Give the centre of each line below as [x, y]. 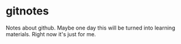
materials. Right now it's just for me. [51, 34]
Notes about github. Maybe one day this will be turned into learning [90, 28]
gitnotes [28, 11]
